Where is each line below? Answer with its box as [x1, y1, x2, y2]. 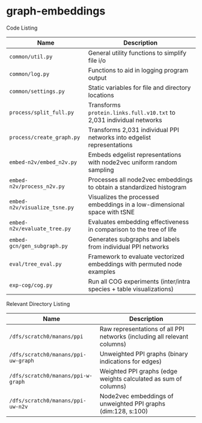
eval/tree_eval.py [9, 261, 62, 267]
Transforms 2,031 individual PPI [88, 126, 179, 134]
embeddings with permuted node [88, 259, 182, 268]
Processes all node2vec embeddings [88, 175, 193, 183]
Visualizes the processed [88, 192, 159, 201]
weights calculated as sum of [99, 374, 182, 383]
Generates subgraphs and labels [88, 235, 180, 243]
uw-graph [9, 357, 34, 364]
